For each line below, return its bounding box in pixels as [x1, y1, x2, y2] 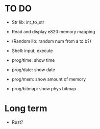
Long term [4, 103, 48, 114]
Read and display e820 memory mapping [11, 28, 95, 34]
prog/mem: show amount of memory [11, 76, 86, 82]
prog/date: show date [11, 67, 55, 73]
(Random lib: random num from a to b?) [11, 38, 92, 44]
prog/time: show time [11, 57, 55, 63]
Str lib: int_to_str [11, 19, 45, 25]
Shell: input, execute [11, 48, 53, 53]
